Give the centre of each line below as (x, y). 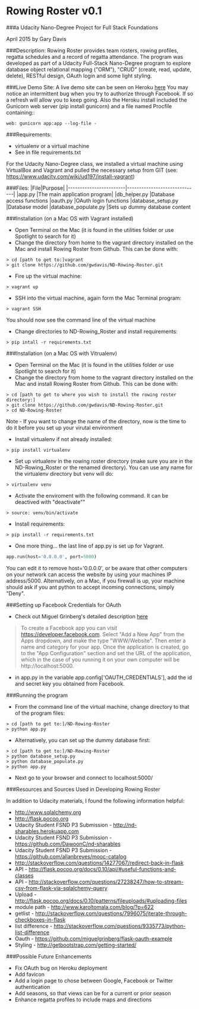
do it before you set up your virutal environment (64, 428)
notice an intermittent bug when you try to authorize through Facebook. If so (100, 93)
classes (24, 875)
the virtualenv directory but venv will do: (64, 473)
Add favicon (30, 974)
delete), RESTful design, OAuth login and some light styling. (79, 76)
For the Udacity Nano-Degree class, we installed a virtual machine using (94, 164)
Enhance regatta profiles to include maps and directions (83, 999)
